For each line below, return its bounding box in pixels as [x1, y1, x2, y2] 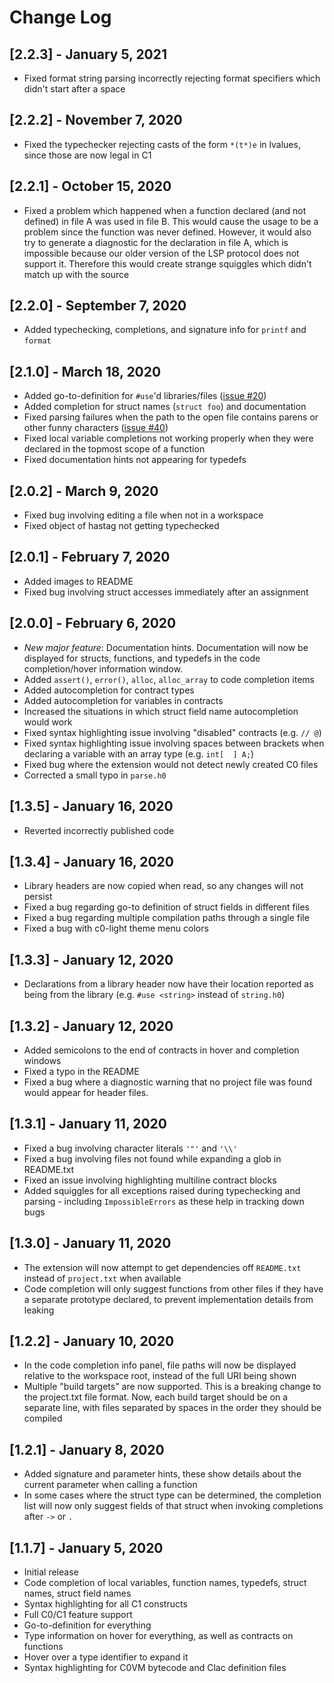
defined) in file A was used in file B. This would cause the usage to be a [23, 215, 319, 227]
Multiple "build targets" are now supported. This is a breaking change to [23, 1381, 322, 1393]
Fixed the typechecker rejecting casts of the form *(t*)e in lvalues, [23, 138, 301, 150]
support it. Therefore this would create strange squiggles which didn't [23, 257, 312, 270]
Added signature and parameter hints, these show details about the [23, 1468, 302, 1480]
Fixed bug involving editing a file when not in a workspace [23, 509, 264, 521]
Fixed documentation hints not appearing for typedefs [23, 454, 247, 466]
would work [23, 716, 73, 728]
